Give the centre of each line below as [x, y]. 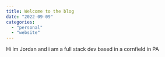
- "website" [26, 33]
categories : [20, 22]
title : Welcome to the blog [40, 11]
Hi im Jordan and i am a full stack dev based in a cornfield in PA [82, 49]
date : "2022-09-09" [30, 17]
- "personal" [27, 27]
